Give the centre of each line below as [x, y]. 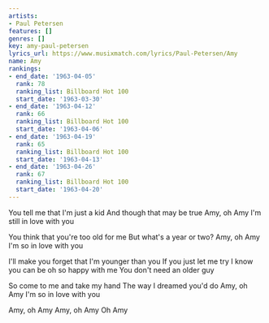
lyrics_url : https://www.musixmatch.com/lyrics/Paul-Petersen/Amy [123, 54]
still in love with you [41, 221]
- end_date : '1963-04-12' [52, 106]
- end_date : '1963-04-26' [52, 167]
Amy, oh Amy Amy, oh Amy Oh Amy [68, 310]
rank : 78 [30, 84]
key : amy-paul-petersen [49, 46]
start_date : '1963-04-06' [60, 129]
